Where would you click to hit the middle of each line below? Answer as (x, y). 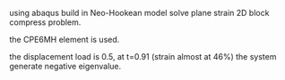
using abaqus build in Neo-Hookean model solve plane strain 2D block (139, 13)
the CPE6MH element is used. (65, 40)
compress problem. (45, 22)
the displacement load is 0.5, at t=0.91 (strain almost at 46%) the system (143, 56)
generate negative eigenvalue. (65, 66)
